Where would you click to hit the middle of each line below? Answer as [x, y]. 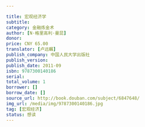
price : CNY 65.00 [27, 44]
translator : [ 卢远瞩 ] [31, 49]
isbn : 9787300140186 [31, 71]
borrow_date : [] [26, 93]
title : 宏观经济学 [26, 16]
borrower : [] [22, 87]
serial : [15, 77]
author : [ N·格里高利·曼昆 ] [36, 33]
